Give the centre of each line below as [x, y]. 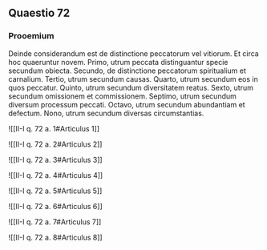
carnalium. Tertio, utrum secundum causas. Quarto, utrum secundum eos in [133, 79]
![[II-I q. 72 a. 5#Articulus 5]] [55, 191]
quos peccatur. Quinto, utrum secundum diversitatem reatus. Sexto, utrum [131, 87]
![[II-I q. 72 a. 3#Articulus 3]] [55, 159]
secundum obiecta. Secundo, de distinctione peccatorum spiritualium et [127, 71]
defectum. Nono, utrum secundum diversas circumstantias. [106, 113]
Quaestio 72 [39, 13]
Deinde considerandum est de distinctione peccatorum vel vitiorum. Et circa [133, 53]
